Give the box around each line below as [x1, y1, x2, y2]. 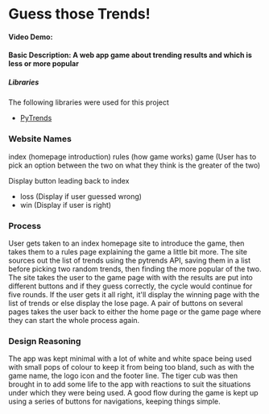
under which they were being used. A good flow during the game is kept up [8, 388, 259, 398]
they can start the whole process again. [8, 315, 140, 325]
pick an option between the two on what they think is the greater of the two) [8, 160, 261, 170]
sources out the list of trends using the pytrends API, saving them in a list [8, 255, 251, 265]
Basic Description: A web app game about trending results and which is [8, 50, 252, 60]
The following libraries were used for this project [8, 97, 169, 107]
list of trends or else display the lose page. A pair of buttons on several [8, 298, 243, 308]
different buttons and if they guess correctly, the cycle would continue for [8, 281, 253, 291]
